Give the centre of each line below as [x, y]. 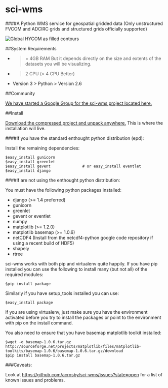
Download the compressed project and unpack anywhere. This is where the [84, 123]
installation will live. [25, 128]
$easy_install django [28, 171]
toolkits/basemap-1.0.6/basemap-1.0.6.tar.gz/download [64, 351]
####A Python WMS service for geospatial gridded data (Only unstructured [84, 23]
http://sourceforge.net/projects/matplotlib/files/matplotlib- [73, 346]
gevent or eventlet [32, 216]
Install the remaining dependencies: [43, 148]
